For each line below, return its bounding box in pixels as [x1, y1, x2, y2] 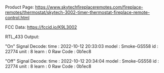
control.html [5, 15, 30, 20]
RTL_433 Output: [5, 34, 39, 39]
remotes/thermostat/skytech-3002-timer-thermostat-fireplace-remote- [5, 9, 150, 15]
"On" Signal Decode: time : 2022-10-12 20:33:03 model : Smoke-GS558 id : [5, 43, 159, 49]
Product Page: [5, 4, 34, 10]
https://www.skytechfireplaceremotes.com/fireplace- [35, 4, 143, 10]
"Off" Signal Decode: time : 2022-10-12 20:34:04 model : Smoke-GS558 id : [5, 58, 159, 64]
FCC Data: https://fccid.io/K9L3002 [5, 24, 77, 30]
